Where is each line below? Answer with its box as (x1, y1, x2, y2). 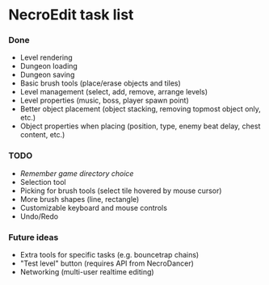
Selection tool (19, 177, 66, 187)
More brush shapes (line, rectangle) (19, 194, 140, 203)
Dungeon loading (19, 61, 78, 71)
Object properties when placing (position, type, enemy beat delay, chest (19, 121, 261, 131)
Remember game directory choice (19, 168, 134, 178)
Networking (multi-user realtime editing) (19, 267, 155, 277)
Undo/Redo (19, 212, 59, 221)
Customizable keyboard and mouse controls (19, 203, 168, 212)
